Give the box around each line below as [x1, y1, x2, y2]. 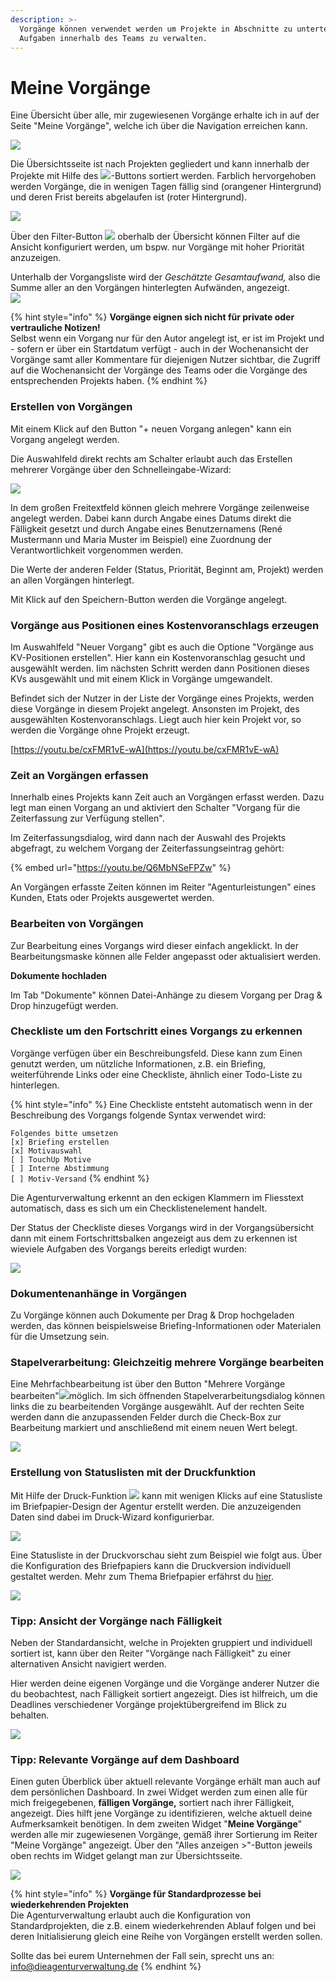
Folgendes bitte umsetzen [10, 1128, 118, 1138]
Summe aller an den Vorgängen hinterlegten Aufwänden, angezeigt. [10, 282, 290, 294]
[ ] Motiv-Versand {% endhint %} [10, 1172, 150, 1184]
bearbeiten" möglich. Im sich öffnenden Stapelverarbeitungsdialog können [10, 1390, 326, 1402]
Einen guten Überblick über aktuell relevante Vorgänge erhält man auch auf [10, 1776, 321, 1788]
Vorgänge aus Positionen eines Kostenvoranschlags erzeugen [10, 618, 320, 632]
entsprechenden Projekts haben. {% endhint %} [10, 375, 208, 387]
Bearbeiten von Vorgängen [10, 917, 144, 931]
